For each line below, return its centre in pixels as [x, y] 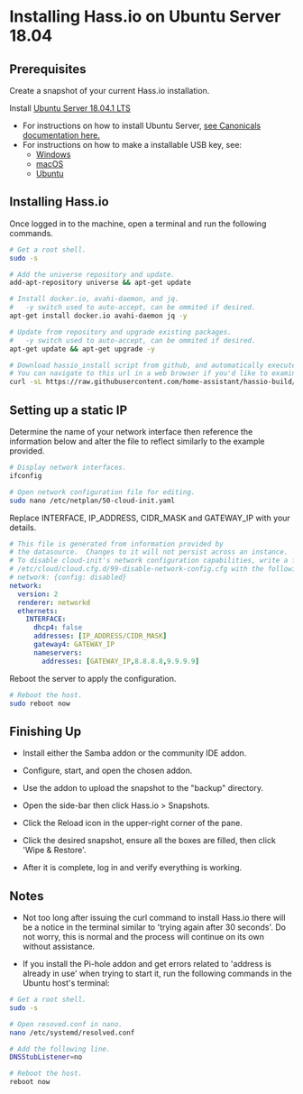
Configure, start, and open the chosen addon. [107, 771]
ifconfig [26, 475]
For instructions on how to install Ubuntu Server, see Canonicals [142, 125]
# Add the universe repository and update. [92, 274]
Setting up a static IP [69, 410]
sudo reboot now [40, 703]
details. [23, 527]
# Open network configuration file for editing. [102, 492]
